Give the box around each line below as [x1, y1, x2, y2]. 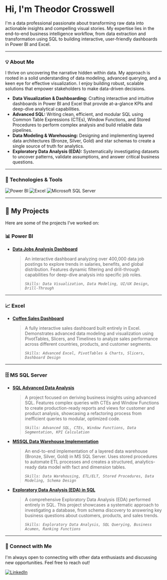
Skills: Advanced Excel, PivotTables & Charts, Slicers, [24, 351, 146, 356]
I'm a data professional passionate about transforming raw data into [5, 20, 144, 26]
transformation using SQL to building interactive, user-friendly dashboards [5, 36, 158, 42]
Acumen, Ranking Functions [24, 527, 81, 532]
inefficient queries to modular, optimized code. [24, 416, 121, 422]
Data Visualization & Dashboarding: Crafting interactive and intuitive [12, 95, 154, 101]
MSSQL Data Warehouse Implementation [12, 439, 99, 445]
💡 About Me [5, 58, 34, 65]
